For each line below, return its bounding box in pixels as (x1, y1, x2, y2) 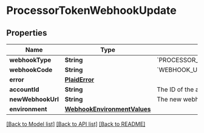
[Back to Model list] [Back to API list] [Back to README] (6, 120, 146, 128)
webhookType (9, 56, 52, 64)
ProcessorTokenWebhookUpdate (6, 4, 177, 18)
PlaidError (64, 76, 95, 83)
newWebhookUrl (9, 95, 59, 103)
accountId (9, 85, 39, 94)
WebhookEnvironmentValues (64, 105, 151, 113)
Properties (6, 28, 47, 38)
